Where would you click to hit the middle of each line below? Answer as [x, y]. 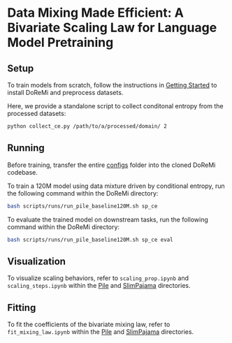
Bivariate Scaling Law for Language [112, 28]
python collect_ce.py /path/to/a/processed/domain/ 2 [87, 126]
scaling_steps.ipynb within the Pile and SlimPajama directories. [99, 286]
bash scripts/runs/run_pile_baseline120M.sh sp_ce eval [90, 240]
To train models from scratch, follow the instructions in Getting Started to [112, 85]
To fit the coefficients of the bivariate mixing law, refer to [89, 324]
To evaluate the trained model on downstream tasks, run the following [108, 219]
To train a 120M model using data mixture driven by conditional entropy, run [116, 186]
